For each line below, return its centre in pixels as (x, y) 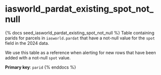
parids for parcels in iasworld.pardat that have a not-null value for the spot (80, 38)
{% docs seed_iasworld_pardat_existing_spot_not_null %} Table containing (80, 33)
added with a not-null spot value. (38, 57)
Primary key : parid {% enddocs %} (40, 67)
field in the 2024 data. (27, 43)
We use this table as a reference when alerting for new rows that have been (80, 53)
